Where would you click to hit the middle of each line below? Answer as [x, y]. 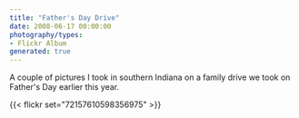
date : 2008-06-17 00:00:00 [60, 26]
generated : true [40, 52]
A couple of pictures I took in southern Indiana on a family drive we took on [150, 77]
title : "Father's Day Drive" [65, 18]
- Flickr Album [38, 43]
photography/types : [46, 34]
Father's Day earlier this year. [65, 87]
